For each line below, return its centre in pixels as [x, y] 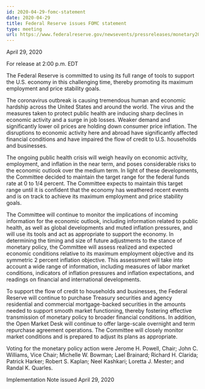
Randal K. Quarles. [30, 368]
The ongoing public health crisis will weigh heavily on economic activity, [97, 158]
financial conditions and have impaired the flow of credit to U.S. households [102, 139]
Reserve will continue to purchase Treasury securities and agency [89, 298]
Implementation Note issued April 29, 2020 [60, 380]
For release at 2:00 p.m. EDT [42, 64]
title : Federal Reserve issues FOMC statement [67, 23]
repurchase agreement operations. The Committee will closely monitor [95, 330]
